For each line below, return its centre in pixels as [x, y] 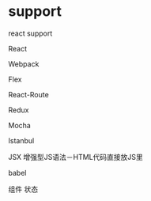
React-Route [28, 94]
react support [30, 33]
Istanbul [21, 140]
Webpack [24, 64]
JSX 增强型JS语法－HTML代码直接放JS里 [76, 157]
